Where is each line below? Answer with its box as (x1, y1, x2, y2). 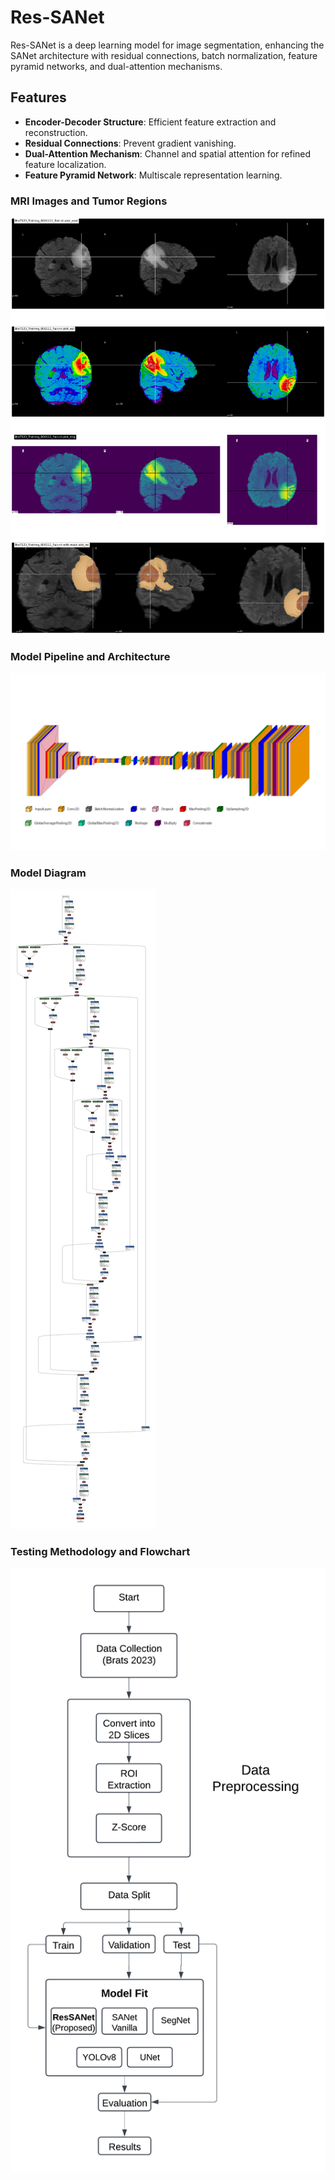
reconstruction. (24, 126, 88, 138)
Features (10, 89, 67, 106)
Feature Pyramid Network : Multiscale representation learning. (24, 169, 283, 181)
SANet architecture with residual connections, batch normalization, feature (10, 49, 318, 61)
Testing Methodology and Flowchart (10, 1544, 191, 1558)
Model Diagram (10, 866, 87, 880)
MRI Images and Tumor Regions (10, 194, 168, 208)
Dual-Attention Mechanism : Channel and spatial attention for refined (24, 147, 312, 160)
